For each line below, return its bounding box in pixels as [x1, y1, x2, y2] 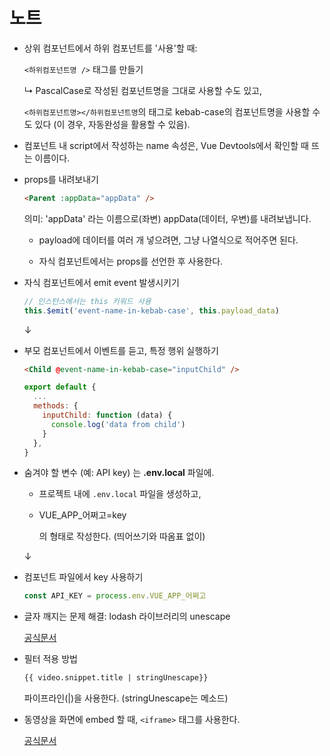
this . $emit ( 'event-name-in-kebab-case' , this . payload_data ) [23, 305, 280, 316]
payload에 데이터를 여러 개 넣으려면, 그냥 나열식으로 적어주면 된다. [38, 234, 299, 246]
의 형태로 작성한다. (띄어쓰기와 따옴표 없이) [38, 530, 206, 543]
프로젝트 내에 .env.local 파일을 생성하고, [38, 488, 202, 500]
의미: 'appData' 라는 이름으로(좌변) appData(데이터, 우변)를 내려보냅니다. [23, 212, 312, 224]
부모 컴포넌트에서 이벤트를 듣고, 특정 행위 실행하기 [23, 344, 219, 356]
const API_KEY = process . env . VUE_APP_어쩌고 [23, 591, 207, 601]
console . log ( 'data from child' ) [50, 419, 186, 429]
